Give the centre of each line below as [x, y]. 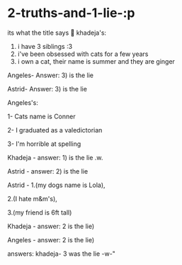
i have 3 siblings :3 [45, 46]
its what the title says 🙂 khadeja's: [57, 33]
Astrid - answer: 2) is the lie [48, 171]
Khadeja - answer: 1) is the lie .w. [55, 157]
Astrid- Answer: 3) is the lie [47, 89]
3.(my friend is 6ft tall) [40, 212]
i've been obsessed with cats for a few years [83, 54]
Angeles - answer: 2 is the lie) [51, 239]
